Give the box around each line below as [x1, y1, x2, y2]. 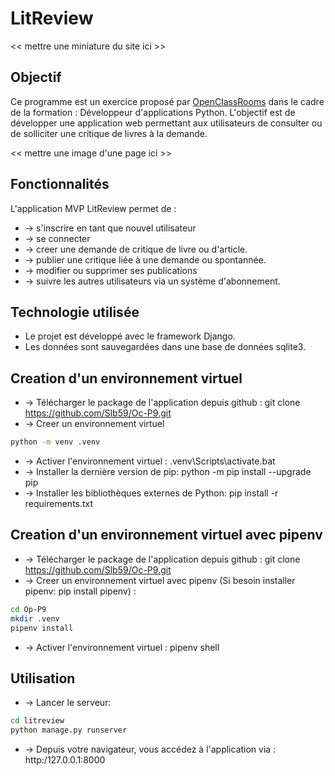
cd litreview [10, 716, 65, 726]
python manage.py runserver [10, 725, 128, 736]
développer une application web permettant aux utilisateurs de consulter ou [10, 117, 323, 129]
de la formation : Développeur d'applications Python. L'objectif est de [10, 106, 296, 118]
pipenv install [10, 623, 74, 633]
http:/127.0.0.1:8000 [24, 754, 106, 766]
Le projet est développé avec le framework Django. [24, 330, 236, 342]
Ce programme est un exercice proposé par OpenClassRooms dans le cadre [10, 95, 325, 107]
